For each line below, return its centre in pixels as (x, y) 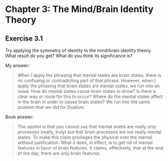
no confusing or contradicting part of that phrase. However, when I (87, 80)
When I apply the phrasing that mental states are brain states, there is (89, 75)
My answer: (17, 65)
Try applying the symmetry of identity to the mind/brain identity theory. (78, 50)
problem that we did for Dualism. (51, 107)
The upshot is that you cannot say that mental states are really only (87, 127)
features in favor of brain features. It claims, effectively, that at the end (90, 148)
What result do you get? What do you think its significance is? (69, 56)
